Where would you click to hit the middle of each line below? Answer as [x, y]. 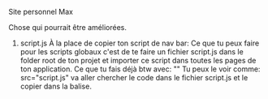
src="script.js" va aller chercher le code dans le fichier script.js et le [134, 77]
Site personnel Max [41, 12]
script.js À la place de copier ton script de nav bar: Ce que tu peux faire [140, 43]
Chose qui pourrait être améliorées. [68, 27]
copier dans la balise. [56, 86]
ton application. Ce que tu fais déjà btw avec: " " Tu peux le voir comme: [140, 69]
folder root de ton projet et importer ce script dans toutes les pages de [138, 60]
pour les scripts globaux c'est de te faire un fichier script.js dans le [132, 52]
